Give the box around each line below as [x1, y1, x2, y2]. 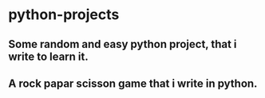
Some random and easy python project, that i [8, 37, 237, 51]
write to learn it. [8, 49, 89, 63]
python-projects [8, 6, 120, 24]
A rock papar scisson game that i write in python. [8, 76, 258, 90]
